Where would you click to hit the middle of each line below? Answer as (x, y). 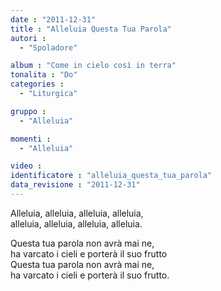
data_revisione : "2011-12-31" (75, 185)
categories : (37, 84)
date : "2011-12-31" (53, 19)
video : (26, 166)
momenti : (31, 139)
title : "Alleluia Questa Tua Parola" (91, 29)
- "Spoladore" (48, 47)
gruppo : (28, 111)
